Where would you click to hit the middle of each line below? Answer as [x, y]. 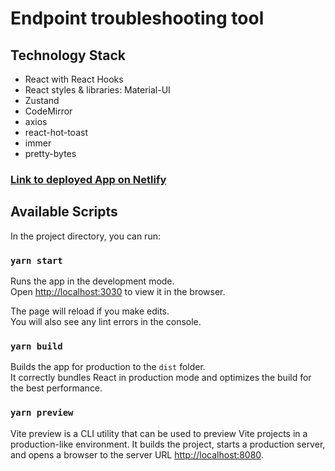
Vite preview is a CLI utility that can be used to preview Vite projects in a [159, 433]
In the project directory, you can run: [85, 236]
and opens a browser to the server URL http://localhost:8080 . [137, 454]
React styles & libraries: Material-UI [97, 90]
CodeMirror [48, 111]
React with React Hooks [74, 79]
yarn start [36, 260]
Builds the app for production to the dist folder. [108, 367]
